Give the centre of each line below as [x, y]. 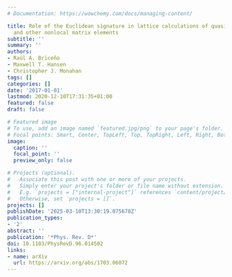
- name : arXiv [28, 256]
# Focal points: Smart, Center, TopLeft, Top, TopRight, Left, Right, [111, 135]
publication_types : [35, 218]
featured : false [30, 103]
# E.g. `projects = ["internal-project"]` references [89, 192]
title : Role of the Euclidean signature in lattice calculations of [108, 26]
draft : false [26, 110]
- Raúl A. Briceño [33, 58]
